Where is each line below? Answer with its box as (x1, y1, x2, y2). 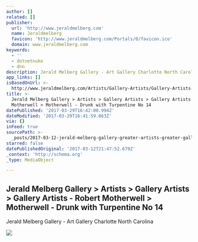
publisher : (6, 19, 33, 25)
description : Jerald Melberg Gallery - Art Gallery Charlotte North (6, 69, 178, 75)
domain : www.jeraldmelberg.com (11, 42, 88, 48)
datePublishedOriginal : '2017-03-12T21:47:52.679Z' (6, 146, 136, 152)
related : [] (6, 14, 35, 20)
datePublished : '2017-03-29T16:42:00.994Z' (6, 107, 115, 113)
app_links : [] (6, 74, 41, 80)
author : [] (6, 8, 33, 15)
